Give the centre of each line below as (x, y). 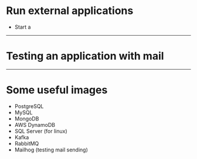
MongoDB (27, 119)
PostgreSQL (29, 106)
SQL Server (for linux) (41, 131)
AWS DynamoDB (35, 125)
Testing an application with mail (85, 56)
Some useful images (57, 90)
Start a (23, 27)
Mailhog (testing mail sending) (51, 150)
